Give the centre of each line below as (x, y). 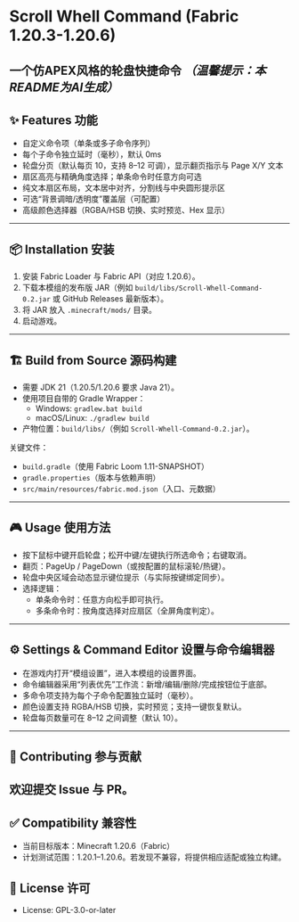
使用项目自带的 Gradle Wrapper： (84, 399)
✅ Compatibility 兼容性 (73, 823)
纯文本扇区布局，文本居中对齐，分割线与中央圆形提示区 (123, 188)
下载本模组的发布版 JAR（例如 (77, 288)
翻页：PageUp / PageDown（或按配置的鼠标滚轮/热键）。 (126, 566)
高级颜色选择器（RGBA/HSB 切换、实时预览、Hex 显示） (125, 210)
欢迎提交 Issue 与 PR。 (72, 790)
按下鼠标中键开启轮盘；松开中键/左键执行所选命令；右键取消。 (137, 555)
